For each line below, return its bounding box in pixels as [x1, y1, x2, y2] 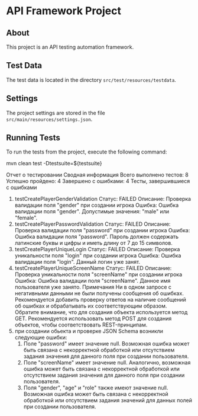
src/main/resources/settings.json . [6, 116, 93, 123]
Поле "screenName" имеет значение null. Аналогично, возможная [23, 359, 191, 366]
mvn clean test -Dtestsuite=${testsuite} [6, 160, 102, 167]
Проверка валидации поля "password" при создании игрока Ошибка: [14, 227, 190, 234]
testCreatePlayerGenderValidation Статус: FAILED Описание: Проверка [14, 196, 191, 203]
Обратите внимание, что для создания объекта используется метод [14, 309, 188, 316]
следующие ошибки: [14, 334, 67, 341]
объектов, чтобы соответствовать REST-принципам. [14, 321, 148, 328]
